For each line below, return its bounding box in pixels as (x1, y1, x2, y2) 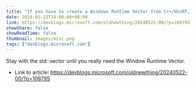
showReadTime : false (6, 31, 57, 36)
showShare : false (6, 25, 49, 31)
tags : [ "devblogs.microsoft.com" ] (6, 42, 91, 48)
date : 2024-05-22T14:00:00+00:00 (6, 14, 88, 20)
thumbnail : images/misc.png (6, 36, 75, 42)
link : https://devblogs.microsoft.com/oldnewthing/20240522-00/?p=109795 (6, 19, 191, 25)
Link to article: (14, 69, 49, 76)
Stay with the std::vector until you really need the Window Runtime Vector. (6, 57, 185, 65)
